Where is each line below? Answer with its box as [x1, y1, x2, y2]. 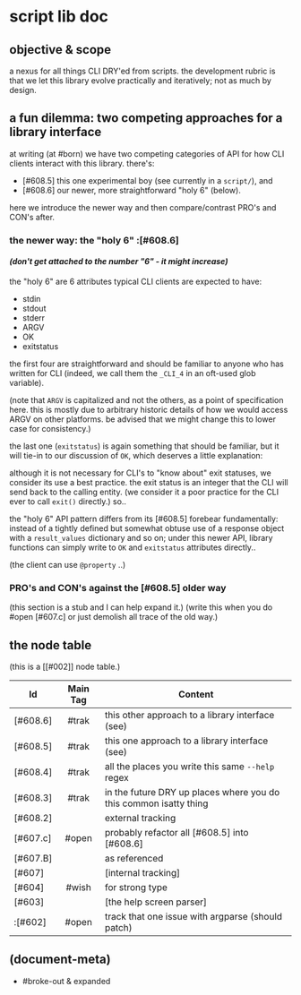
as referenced [104, 853, 164, 865]
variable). [9, 377, 45, 388]
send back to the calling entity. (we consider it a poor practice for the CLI [9, 486, 279, 497]
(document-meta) [9, 952, 111, 967]
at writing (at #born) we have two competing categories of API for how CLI [9, 148, 285, 159]
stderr [21, 312, 46, 323]
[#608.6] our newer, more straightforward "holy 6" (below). [21, 184, 242, 195]
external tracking [104, 812, 176, 825]
